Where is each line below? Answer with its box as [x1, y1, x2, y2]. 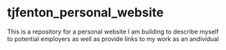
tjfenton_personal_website [7, 5, 164, 21]
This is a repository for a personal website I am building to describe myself [7, 27, 219, 36]
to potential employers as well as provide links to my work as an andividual [7, 34, 219, 42]
